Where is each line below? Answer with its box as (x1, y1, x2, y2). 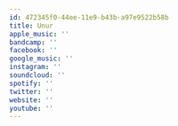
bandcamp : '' (9, 37, 58, 47)
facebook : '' (9, 46, 58, 55)
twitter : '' (9, 87, 53, 96)
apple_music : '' (9, 29, 69, 38)
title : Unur (9, 21, 53, 30)
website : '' (9, 95, 53, 105)
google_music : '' (9, 54, 74, 63)
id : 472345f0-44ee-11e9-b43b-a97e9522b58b (9, 12, 169, 22)
